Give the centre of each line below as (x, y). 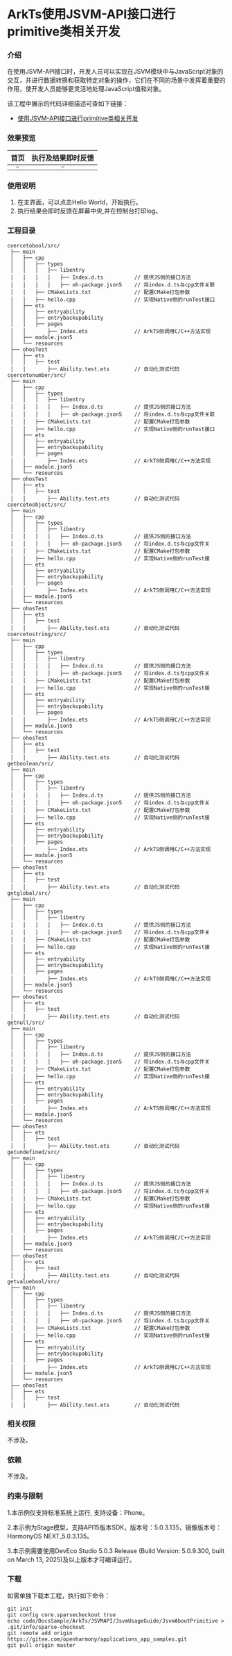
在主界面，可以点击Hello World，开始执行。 (79, 202)
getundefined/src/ (34, 1152)
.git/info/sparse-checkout (46, 1627)
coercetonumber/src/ (37, 375)
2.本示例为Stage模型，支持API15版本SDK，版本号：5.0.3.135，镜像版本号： (115, 1527)
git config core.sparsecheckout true (62, 1615)
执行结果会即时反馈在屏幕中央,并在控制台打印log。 (89, 211)
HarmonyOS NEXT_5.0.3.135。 (50, 1536)
